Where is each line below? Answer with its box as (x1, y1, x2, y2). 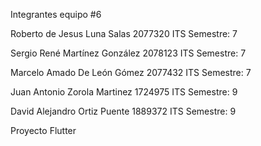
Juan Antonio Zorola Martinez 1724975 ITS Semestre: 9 (10, 86, 238, 98)
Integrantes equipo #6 (10, 9, 102, 20)
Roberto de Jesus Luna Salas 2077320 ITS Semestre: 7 (10, 28, 238, 39)
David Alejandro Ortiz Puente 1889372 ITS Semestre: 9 (10, 105, 237, 117)
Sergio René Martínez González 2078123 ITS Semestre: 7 (10, 47, 247, 59)
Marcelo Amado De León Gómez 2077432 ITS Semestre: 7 (10, 67, 252, 78)
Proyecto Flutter (10, 125, 77, 136)
